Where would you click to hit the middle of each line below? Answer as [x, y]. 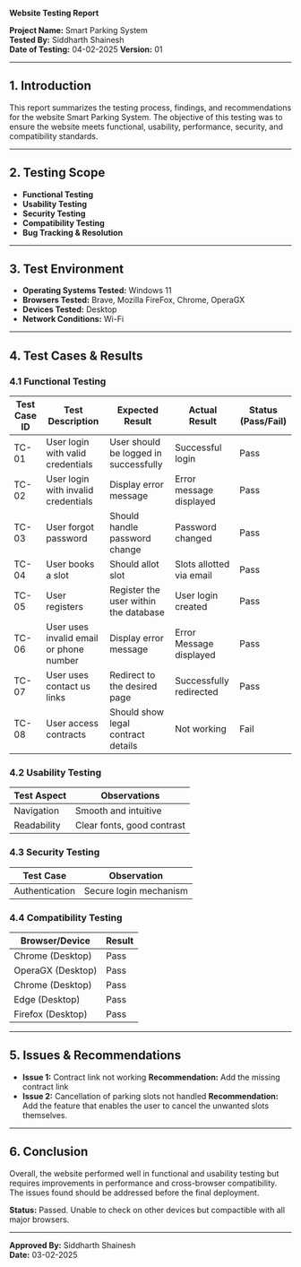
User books [70, 564]
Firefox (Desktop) [51, 1014]
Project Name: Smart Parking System [78, 30]
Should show [136, 712]
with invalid [70, 490]
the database [137, 612]
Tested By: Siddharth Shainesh [67, 40]
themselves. [45, 1115]
